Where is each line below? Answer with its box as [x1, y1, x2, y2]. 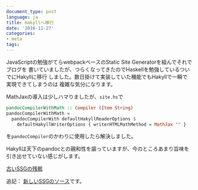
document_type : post [6, 8, 57, 15]
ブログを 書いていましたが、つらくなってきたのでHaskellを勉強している [6, 65, 180, 73]
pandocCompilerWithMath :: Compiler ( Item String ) [6, 104, 134, 111]
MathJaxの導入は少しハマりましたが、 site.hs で [6, 93, 124, 100]
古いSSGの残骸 [6, 165, 43, 172]
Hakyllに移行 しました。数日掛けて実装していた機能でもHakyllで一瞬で [16, 73, 188, 80]
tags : [6, 42, 20, 48]
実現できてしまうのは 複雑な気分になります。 [6, 80, 116, 87]
